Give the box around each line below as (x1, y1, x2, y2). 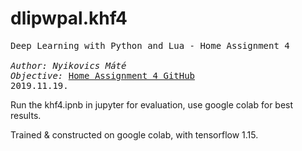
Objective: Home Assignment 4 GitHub (10, 70, 196, 81)
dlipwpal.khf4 (10, 7, 128, 30)
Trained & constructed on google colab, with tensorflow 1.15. (10, 128, 259, 141)
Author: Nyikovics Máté (10, 60, 127, 71)
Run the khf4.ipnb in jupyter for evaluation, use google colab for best (10, 98, 294, 111)
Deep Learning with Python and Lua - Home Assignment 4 (10, 40, 290, 51)
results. (10, 109, 42, 121)
